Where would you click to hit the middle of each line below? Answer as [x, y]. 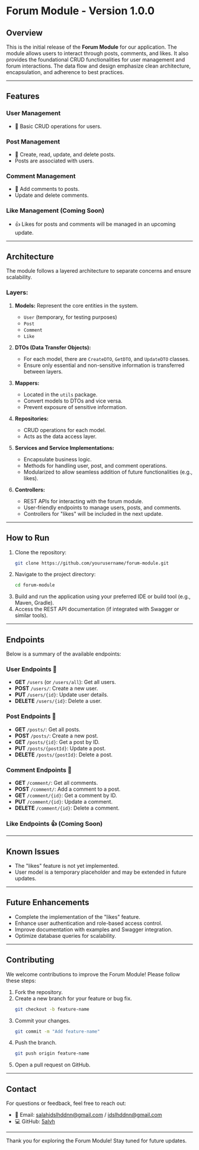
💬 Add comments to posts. [47, 189]
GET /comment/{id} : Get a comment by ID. [66, 795]
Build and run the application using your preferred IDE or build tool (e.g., [102, 596]
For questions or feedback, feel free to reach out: [66, 1103]
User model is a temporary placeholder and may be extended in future [100, 872]
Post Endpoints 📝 [31, 717]
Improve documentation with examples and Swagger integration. [94, 929]
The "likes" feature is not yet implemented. [67, 866]
